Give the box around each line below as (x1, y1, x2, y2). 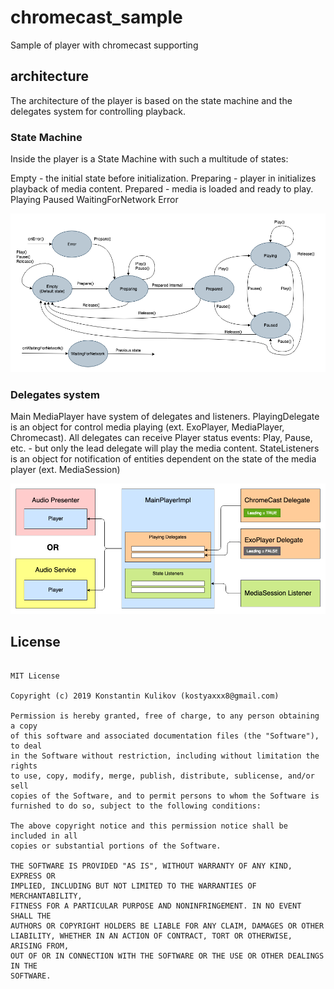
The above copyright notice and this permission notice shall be (10, 821, 288, 831)
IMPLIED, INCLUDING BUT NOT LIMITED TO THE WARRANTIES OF (10, 881, 257, 891)
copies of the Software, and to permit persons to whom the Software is (10, 791, 320, 801)
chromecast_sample (10, 6, 183, 29)
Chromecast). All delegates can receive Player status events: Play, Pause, (10, 432, 313, 444)
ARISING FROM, (10, 941, 70, 951)
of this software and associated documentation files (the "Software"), (10, 731, 320, 741)
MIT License (10, 671, 60, 681)
